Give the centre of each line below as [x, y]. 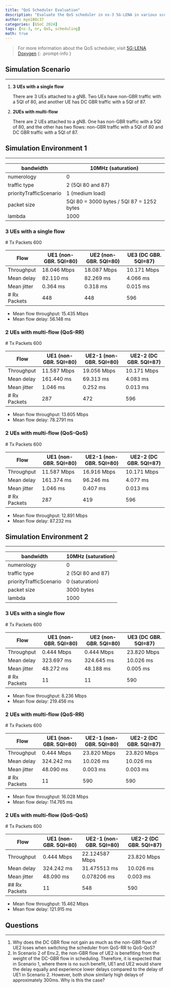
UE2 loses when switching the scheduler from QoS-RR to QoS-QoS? [84, 948]
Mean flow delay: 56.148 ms [41, 319]
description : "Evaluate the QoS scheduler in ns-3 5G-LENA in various [81, 15]
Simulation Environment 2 [47, 536]
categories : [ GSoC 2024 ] [31, 24]
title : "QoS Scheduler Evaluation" [43, 10]
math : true [17, 34]
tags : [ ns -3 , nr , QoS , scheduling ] [43, 29]
